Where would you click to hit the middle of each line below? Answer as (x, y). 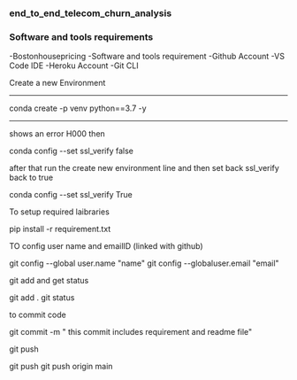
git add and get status (49, 281)
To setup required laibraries (60, 212)
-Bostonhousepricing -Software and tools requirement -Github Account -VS (147, 57)
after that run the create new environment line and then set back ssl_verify (145, 168)
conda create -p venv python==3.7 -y (78, 108)
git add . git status (42, 298)
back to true (31, 178)
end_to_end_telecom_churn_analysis (91, 13)
